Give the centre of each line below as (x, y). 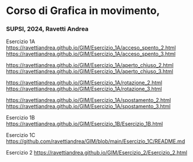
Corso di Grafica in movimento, (83, 11)
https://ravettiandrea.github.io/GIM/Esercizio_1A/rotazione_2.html (84, 83)
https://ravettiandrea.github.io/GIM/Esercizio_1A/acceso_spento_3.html (91, 54)
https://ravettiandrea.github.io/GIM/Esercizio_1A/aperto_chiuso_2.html (90, 65)
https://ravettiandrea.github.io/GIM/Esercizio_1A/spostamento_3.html (88, 107)
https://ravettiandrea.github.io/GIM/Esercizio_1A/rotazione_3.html (84, 89)
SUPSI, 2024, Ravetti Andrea (47, 29)
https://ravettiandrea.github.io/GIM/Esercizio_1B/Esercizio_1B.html (85, 124)
